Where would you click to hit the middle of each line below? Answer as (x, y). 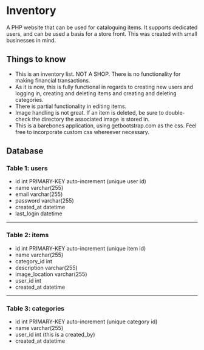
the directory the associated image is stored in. (91, 119)
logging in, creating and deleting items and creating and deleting (96, 93)
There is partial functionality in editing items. (71, 106)
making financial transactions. (53, 80)
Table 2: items (28, 235)
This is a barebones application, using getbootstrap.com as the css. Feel (106, 126)
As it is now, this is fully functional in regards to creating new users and (104, 87)
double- (175, 112)
